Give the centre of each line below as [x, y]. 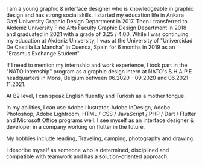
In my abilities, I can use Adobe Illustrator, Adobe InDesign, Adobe [88, 107]
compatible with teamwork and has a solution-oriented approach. [87, 156]
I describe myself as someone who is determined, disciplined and [88, 150]
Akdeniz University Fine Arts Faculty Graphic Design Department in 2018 [96, 28]
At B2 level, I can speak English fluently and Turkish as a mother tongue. [96, 96]
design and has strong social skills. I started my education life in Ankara [95, 15]
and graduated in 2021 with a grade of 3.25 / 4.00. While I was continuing [97, 34]
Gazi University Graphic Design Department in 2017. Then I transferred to [97, 21]
